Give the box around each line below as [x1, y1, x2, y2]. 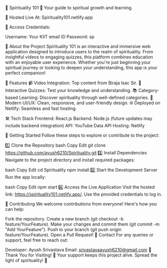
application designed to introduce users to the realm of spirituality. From [5, 49, 154, 54]
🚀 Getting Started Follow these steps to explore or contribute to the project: [5, 132, 160, 138]
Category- [138, 87, 160, 93]
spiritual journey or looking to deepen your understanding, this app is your [5, 65, 158, 70]
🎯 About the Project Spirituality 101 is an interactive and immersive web [5, 43, 151, 49]
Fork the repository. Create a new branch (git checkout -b [5, 216, 124, 222]
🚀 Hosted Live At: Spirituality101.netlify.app [5, 14, 93, 20]
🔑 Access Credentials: [5, 24, 51, 30]
